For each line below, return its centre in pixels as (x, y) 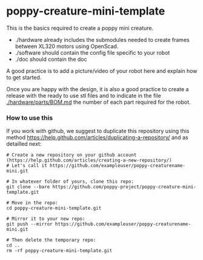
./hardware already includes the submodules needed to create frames (102, 39)
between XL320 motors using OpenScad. (67, 46)
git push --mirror (29, 224)
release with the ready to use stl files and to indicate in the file (84, 95)
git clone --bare (28, 187)
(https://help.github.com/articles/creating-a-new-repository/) (89, 160)
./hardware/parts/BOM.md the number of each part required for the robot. (98, 102)
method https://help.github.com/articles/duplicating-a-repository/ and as (97, 137)
